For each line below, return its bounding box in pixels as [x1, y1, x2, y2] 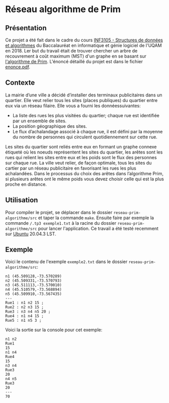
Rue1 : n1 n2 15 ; [5, 300, 44, 306]
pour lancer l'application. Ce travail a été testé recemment [38, 225, 159, 231]
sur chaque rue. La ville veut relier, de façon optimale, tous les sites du [5, 160, 152, 166]
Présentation [5, 24, 47, 32]
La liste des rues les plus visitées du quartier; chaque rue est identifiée [12, 112, 160, 118]
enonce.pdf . [5, 64, 30, 70]
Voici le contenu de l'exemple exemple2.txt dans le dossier [5, 259, 128, 265]
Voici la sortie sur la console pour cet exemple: [5, 327, 102, 333]
